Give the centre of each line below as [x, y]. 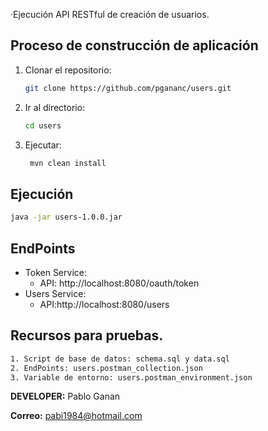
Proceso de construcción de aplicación [134, 45]
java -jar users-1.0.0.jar [66, 217]
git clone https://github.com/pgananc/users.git [128, 88]
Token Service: [55, 272]
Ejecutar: [43, 145]
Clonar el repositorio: [68, 70]
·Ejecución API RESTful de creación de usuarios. [110, 14]
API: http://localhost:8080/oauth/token [119, 283]
